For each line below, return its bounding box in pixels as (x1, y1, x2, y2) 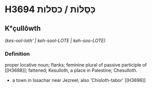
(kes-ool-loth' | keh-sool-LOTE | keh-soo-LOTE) (5, 37, 106, 43)
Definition (5, 50, 30, 57)
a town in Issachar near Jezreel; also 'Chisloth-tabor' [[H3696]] (12, 77, 146, 83)
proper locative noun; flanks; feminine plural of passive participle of (5, 62, 147, 68)
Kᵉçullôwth (5, 24, 41, 33)
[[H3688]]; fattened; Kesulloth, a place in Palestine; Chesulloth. (5, 68, 138, 74)
